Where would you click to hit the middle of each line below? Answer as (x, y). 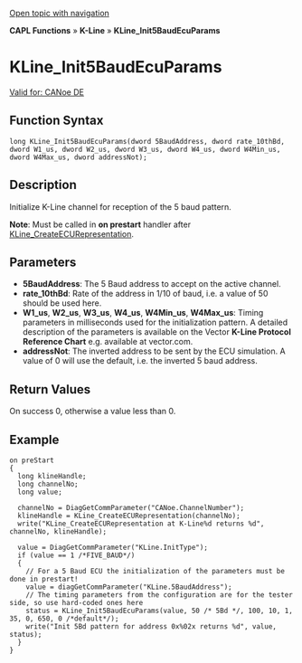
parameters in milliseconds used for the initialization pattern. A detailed (155, 322)
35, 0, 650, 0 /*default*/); (64, 619)
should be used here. (62, 303)
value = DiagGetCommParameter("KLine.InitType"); (113, 547)
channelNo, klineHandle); (58, 532)
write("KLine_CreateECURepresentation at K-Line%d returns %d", (141, 524)
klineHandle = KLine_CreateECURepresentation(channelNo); (129, 516)
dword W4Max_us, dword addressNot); (78, 157)
